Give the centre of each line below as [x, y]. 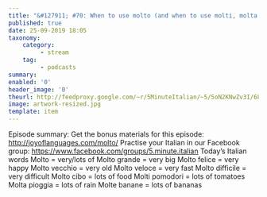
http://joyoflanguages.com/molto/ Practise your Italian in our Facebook [124, 143]
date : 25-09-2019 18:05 [48, 30]
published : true [35, 23]
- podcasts [58, 68]
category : [39, 45]
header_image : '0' [39, 89]
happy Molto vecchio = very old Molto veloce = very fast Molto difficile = [128, 168]
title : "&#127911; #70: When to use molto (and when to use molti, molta [133, 15]
